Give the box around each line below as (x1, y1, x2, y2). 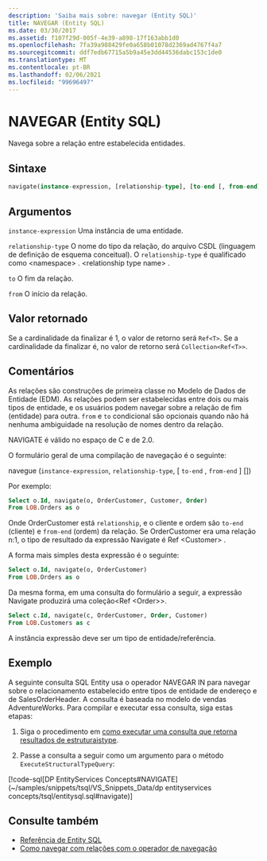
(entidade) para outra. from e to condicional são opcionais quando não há (8, 411, 249, 421)
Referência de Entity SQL (19, 836, 102, 845)
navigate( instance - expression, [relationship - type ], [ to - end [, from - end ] (8, 183, 261, 191)
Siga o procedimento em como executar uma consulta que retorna (19, 727, 238, 736)
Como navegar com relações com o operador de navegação (19, 844, 217, 853)
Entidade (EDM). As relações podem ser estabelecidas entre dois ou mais (8, 394, 249, 404)
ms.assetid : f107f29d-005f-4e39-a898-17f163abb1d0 (8, 33, 180, 42)
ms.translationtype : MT (8, 56, 87, 64)
